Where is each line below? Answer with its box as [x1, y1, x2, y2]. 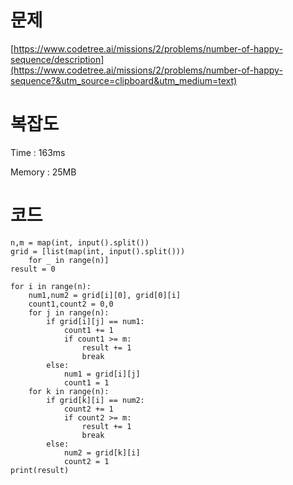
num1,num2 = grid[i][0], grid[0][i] [28, 290, 182, 300]
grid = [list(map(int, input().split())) [10, 246, 186, 256]
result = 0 [10, 264, 56, 274]
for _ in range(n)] [28, 255, 110, 265]
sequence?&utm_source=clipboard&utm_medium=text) [10, 74, 238, 86]
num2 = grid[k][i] [63, 447, 141, 458]
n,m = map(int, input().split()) [10, 237, 150, 248]
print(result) [10, 465, 70, 475]
